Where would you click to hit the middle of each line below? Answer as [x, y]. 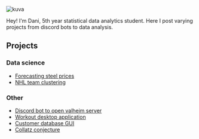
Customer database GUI [45, 123]
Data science [26, 63]
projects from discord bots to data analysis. [60, 27]
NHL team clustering [40, 82]
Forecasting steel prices [45, 76]
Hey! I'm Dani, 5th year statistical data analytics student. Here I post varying [99, 21]
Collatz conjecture [37, 129]
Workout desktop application [50, 117]
